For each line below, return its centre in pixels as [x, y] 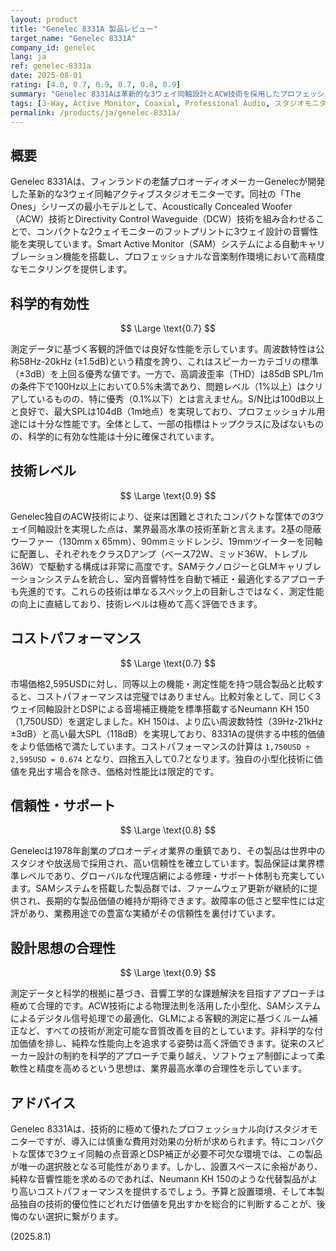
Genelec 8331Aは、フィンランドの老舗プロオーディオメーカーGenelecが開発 [168, 182]
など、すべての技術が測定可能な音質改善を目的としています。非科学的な [166, 1031]
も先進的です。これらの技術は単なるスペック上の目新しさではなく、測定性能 [167, 591]
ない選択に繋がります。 [75, 1217]
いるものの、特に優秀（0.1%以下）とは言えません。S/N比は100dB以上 [180, 399]
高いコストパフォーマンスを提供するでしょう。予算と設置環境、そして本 [167, 1192]
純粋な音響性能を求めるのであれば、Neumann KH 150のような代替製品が [160, 1179]
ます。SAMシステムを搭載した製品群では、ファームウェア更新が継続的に [160, 888]
